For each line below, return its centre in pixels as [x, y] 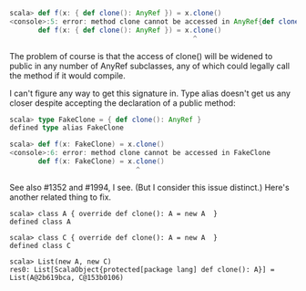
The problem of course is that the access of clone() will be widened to [141, 56]
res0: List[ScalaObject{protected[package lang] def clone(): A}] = [142, 269]
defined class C [40, 245]
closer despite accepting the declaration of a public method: [122, 103]
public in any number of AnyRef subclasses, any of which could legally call [149, 66]
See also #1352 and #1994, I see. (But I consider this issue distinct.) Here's [149, 187]
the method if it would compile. [67, 75]
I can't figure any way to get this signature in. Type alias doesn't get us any [150, 93]
